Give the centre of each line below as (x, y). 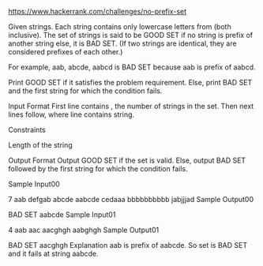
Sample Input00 (34, 184)
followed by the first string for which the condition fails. (98, 169)
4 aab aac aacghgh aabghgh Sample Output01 (84, 230)
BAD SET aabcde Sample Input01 (62, 215)
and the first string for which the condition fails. (85, 91)
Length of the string (40, 145)
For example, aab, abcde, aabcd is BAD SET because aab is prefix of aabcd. (132, 67)
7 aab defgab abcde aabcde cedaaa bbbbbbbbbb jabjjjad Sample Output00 (131, 199)
